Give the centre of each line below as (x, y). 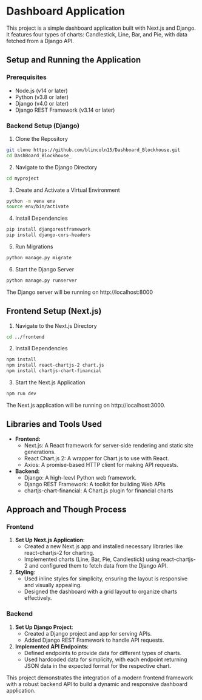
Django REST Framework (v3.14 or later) (65, 110)
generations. (40, 452)
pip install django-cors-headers (49, 235)
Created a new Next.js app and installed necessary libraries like (103, 546)
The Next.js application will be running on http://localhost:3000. (86, 405)
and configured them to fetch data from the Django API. (99, 566)
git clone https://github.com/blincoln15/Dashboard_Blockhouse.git (93, 150)
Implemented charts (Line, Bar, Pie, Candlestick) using (92, 559)
